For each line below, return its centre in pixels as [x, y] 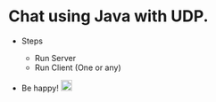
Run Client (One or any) [78, 67]
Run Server [55, 58]
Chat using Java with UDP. [108, 16]
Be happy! [40, 88]
